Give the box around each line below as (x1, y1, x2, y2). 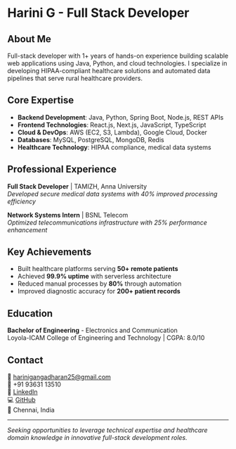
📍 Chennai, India (7, 406, 55, 415)
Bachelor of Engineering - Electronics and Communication (7, 326, 178, 335)
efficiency (7, 197, 37, 205)
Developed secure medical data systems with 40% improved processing (7, 189, 218, 198)
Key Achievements (7, 246, 92, 258)
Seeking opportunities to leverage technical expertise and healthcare (7, 426, 208, 434)
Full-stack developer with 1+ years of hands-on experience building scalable (7, 51, 229, 60)
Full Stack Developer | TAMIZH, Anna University (7, 182, 147, 191)
